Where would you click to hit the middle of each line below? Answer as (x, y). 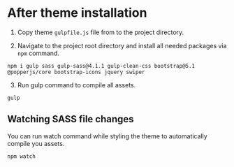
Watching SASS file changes (71, 119)
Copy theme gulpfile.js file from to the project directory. (101, 32)
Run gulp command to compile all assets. (76, 85)
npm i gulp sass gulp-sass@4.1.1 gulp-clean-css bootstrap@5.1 (101, 66)
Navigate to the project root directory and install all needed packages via (122, 45)
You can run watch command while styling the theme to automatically (107, 136)
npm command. (38, 53)
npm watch (22, 156)
